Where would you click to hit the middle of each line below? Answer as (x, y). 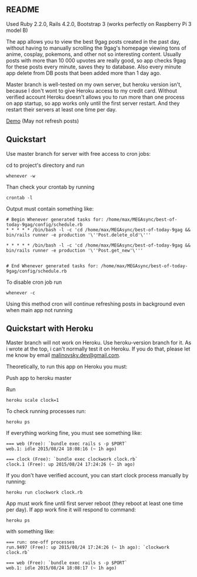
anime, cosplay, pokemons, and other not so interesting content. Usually (94, 54)
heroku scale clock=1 (33, 401)
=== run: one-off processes (41, 542)
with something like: (30, 532)
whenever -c (21, 293)
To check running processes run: (46, 411)
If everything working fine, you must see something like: (74, 433)
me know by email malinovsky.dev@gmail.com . (63, 355)
